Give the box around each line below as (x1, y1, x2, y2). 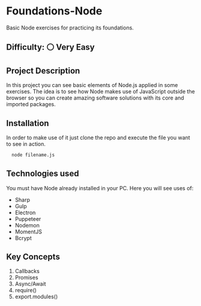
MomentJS (14, 228, 43, 235)
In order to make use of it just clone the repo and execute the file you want (6, 134, 190, 141)
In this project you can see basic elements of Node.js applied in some (6, 82, 178, 89)
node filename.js (11, 152, 55, 158)
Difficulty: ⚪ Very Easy (6, 42, 95, 52)
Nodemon (14, 221, 40, 229)
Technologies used (6, 169, 79, 179)
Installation (6, 118, 49, 128)
